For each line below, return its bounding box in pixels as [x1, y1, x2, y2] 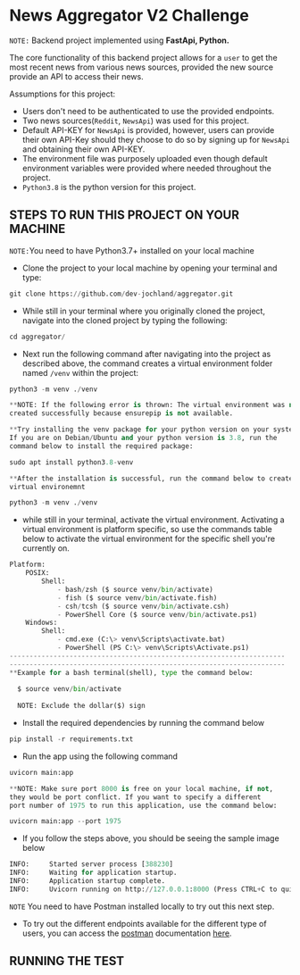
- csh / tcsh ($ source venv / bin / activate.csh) [56, 602, 229, 611]
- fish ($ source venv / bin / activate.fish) [56, 593, 218, 603]
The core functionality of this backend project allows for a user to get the [9, 52, 279, 62]
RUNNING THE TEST [9, 954, 125, 969]
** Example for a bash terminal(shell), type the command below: [9, 668, 254, 677]
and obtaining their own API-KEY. [21, 144, 146, 154]
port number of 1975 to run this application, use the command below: [9, 801, 278, 810]
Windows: [25, 618, 58, 628]
